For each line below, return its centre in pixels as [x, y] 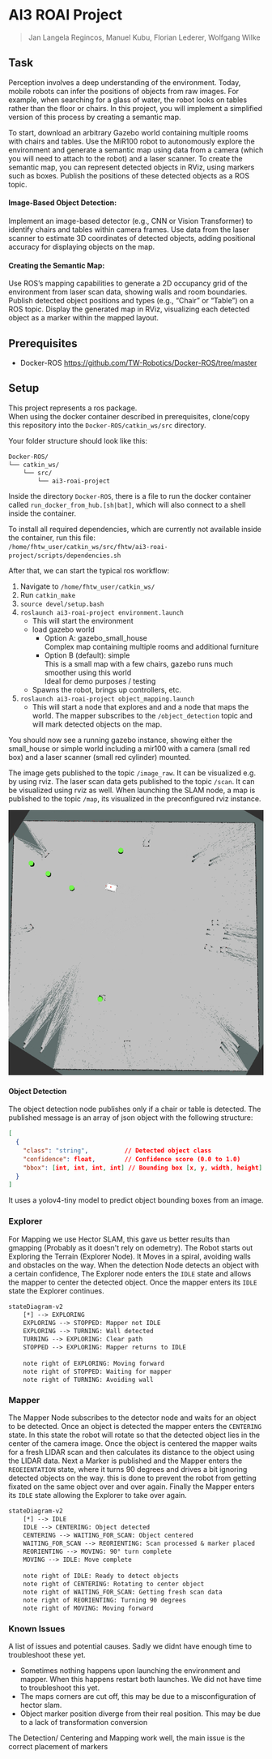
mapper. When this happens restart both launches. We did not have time [140, 1680]
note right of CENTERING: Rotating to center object [114, 1584]
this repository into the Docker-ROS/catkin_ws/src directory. [107, 425]
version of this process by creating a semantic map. [95, 117]
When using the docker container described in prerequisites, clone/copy [129, 416]
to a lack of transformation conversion [84, 1723]
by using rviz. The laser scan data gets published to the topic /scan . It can [132, 781]
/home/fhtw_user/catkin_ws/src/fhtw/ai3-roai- [88, 547]
